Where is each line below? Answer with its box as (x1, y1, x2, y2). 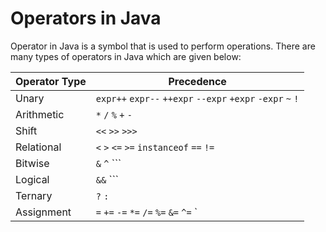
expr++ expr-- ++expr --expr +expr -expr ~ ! (95, 93, 300, 104)
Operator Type (15, 74, 87, 88)
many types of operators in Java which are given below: (10, 50, 242, 62)
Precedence (168, 74, 227, 88)
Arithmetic (15, 107, 65, 121)
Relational (15, 140, 62, 154)
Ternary (15, 188, 53, 202)
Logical (15, 172, 50, 186)
